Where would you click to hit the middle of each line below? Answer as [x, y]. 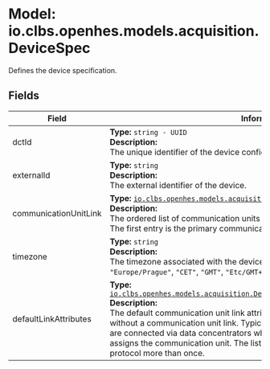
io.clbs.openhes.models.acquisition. [134, 31]
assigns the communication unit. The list [186, 342]
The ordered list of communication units [185, 218]
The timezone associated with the [173, 261]
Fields [24, 96]
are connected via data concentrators [180, 333]
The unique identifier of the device [174, 152]
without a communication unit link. [174, 322]
